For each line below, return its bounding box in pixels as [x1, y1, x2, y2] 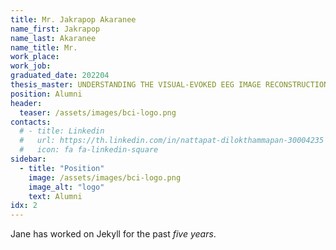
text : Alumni [28, 191, 83, 201]
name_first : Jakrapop [10, 24, 101, 34]
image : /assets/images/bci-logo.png [28, 172, 182, 183]
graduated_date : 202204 [10, 71, 110, 81]
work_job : [10, 61, 52, 71]
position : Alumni [10, 89, 83, 99]
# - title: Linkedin [19, 126, 105, 136]
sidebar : [10, 154, 47, 164]
